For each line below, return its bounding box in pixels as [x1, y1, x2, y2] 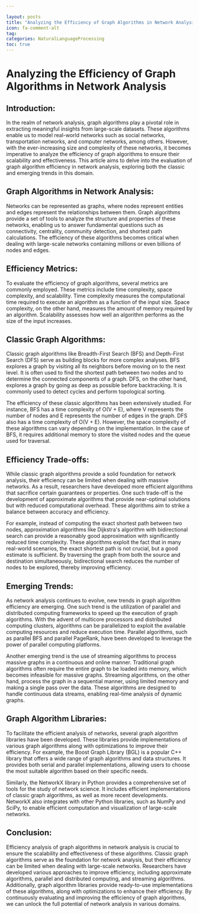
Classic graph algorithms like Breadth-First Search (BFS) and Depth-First [6, 350, 184, 357]
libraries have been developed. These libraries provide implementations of [6, 736, 188, 743]
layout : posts [6, 14, 41, 20]
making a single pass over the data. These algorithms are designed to [6, 684, 176, 692]
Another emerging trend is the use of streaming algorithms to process [6, 652, 176, 660]
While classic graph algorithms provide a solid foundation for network [6, 470, 176, 478]
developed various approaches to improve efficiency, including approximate [6, 868, 191, 876]
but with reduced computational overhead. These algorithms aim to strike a [6, 502, 190, 509]
